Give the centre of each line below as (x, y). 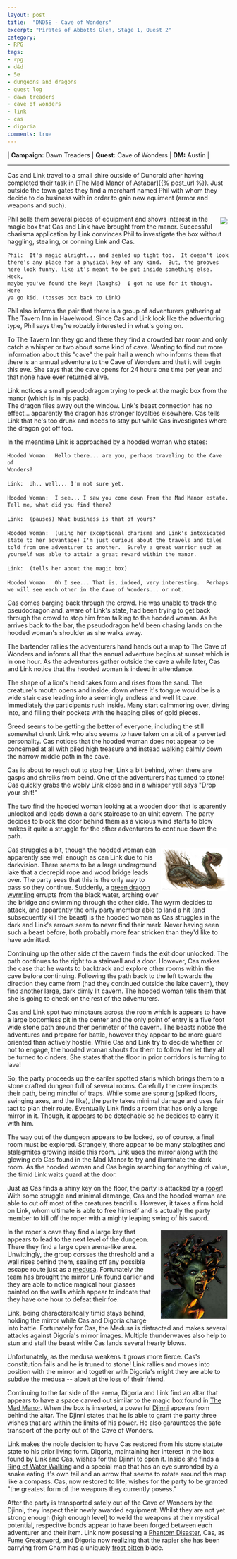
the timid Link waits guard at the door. (62, 1174)
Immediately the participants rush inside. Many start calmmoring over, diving (119, 705)
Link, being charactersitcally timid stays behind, (77, 1313)
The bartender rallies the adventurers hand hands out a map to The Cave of (117, 646)
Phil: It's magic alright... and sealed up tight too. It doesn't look (118, 255)
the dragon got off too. (40, 428)
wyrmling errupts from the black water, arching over (83, 895)
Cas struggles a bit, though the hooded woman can (82, 850)
